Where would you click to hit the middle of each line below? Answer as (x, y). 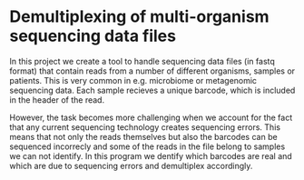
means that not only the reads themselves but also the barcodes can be (144, 136)
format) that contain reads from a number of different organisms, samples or (152, 71)
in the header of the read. (57, 100)
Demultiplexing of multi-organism (139, 17)
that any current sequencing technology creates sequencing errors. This (145, 127)
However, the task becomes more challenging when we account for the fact (151, 117)
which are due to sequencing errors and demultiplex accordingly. (131, 165)
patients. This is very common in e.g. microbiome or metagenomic (133, 80)
